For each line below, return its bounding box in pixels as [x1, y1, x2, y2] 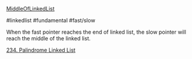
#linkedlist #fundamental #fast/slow [6, 17, 95, 23]
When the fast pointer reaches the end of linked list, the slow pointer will [6, 28, 187, 36]
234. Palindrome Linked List [6, 46, 75, 54]
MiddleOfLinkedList [6, 5, 55, 12]
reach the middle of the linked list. [6, 35, 91, 42]
